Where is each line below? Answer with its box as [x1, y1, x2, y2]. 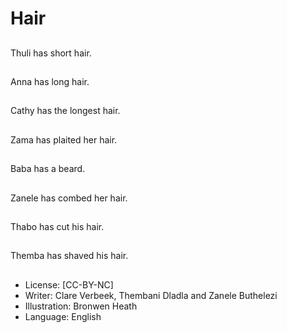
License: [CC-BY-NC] [24, 278, 114, 291]
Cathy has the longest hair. [10, 105, 121, 117]
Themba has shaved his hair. [10, 250, 129, 262]
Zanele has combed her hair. [10, 192, 128, 204]
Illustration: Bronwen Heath [24, 300, 138, 312]
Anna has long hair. [10, 75, 90, 87]
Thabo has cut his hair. [10, 220, 105, 232]
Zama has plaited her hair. [10, 133, 118, 146]
